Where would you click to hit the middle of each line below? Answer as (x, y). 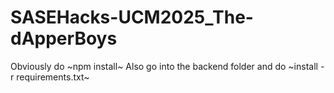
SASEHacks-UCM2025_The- (132, 17)
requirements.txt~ (53, 77)
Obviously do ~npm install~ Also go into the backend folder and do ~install (164, 66)
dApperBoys (64, 38)
